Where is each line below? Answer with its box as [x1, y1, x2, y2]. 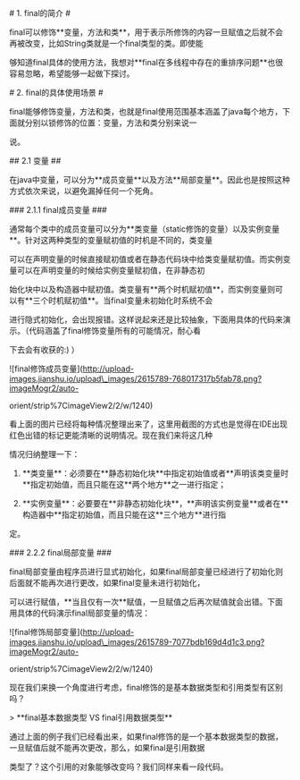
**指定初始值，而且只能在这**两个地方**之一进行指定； [21, 479, 226, 489]
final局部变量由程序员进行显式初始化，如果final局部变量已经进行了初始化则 [9, 566, 284, 577]
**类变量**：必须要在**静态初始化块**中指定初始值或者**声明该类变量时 [21, 468, 288, 479]
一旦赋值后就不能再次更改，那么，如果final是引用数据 [9, 742, 205, 753]
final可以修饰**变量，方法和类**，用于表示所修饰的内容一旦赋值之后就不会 [9, 27, 284, 38]
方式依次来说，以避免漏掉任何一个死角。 [9, 186, 158, 196]
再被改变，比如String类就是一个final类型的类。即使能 [9, 38, 204, 48]
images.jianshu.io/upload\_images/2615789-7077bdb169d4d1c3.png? [9, 637, 265, 647]
